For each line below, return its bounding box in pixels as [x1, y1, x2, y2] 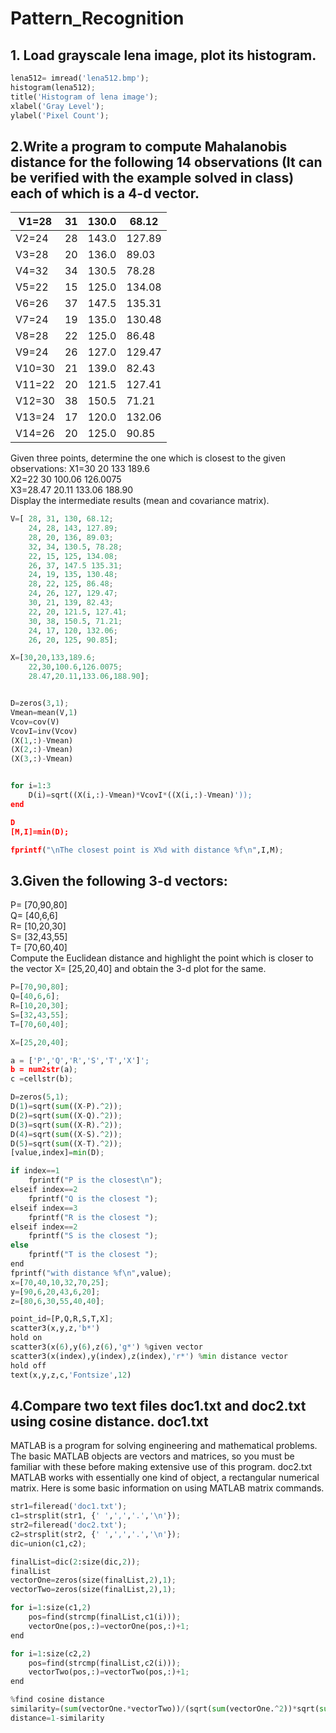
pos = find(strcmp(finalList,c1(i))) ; [28, 1612, 182, 1622]
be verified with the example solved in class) [10, 169, 295, 186]
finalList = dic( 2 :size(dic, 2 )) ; [10, 1557, 141, 1567]
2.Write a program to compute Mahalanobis [10, 138, 288, 155]
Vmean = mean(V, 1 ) [10, 707, 78, 717]
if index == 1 [10, 1166, 60, 1176]
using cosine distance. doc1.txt [10, 1413, 209, 1430]
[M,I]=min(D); [10, 827, 70, 837]
